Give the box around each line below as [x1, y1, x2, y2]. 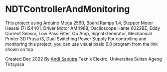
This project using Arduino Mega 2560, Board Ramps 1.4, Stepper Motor [5, 20, 154, 26]
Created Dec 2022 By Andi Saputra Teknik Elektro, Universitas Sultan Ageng [5, 56, 162, 62]
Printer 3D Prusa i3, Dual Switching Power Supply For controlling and [5, 36, 147, 42]
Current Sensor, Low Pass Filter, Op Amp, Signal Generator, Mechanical [5, 30, 152, 36]
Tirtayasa [5, 61, 25, 67]
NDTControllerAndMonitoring [5, 3, 130, 15]
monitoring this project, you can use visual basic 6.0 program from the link [5, 41, 158, 47]
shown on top [5, 46, 33, 52]
